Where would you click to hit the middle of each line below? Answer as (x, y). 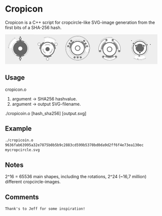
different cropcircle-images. (33, 182)
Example (18, 128)
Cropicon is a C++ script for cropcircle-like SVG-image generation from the (80, 22)
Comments (22, 197)
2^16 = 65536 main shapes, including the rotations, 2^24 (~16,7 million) (76, 177)
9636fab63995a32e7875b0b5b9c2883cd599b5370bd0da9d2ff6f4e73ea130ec (74, 145)
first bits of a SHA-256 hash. (33, 27)
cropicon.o (16, 89)
